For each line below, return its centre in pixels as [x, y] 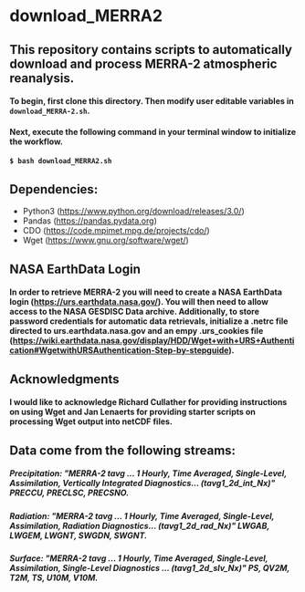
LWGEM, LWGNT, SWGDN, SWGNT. [79, 535]
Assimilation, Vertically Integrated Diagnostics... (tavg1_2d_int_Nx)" [142, 483]
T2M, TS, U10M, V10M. [54, 577]
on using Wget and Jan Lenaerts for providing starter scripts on [132, 412]
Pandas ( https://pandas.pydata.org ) [89, 221]
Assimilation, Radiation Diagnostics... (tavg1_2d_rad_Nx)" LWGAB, [140, 525]
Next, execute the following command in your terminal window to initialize [153, 131]
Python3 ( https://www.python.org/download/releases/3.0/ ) [133, 212]
